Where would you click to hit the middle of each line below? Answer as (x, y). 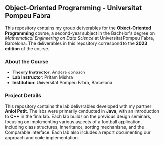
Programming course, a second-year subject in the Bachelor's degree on (80, 33)
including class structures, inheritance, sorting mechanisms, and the (75, 127)
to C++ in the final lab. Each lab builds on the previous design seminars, (78, 117)
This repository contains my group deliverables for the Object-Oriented (78, 28)
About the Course (27, 61)
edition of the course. (27, 48)
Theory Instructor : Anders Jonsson (49, 72)
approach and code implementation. (42, 138)
